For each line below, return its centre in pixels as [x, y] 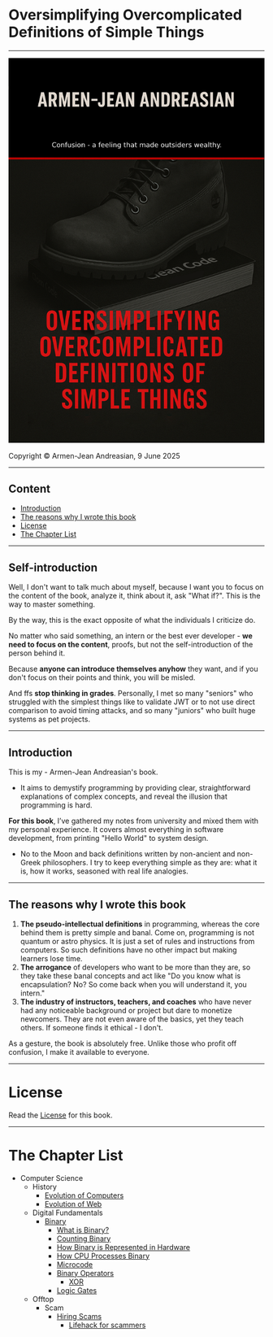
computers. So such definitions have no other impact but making [128, 950]
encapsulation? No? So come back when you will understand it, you [134, 984]
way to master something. [52, 604]
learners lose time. [51, 958]
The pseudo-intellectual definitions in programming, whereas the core [140, 924]
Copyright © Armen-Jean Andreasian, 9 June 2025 [94, 455]
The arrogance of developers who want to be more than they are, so [135, 967]
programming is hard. [56, 805]
